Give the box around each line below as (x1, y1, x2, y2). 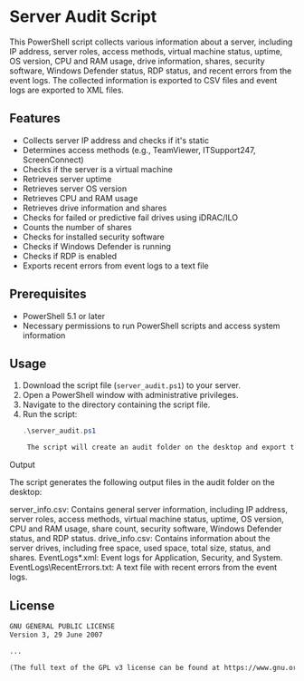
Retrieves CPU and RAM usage (22, 192, 138, 203)
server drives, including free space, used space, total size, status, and (9, 542, 271, 554)
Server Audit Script (9, 6, 157, 27)
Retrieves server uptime (22, 173, 112, 184)
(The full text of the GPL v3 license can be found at (9, 663, 221, 672)
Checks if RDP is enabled (22, 250, 118, 261)
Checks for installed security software (22, 231, 165, 242)
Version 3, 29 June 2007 (9, 630, 103, 639)
